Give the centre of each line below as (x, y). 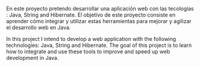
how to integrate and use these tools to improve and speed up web (88, 52)
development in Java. (32, 58)
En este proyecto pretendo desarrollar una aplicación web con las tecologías (100, 9)
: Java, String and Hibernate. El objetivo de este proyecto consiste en (91, 15)
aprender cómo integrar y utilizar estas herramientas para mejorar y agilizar (99, 21)
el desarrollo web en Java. (39, 27)
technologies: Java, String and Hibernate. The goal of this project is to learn (99, 45)
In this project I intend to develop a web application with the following (91, 39)
